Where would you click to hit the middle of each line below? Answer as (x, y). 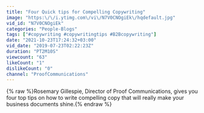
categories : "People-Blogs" (42, 29)
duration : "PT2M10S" (33, 52)
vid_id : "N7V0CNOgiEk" (35, 23)
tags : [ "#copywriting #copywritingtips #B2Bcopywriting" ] (81, 35)
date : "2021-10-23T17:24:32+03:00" (51, 40)
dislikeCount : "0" (30, 68)
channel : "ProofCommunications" (47, 74)
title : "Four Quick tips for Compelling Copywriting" (76, 12)
